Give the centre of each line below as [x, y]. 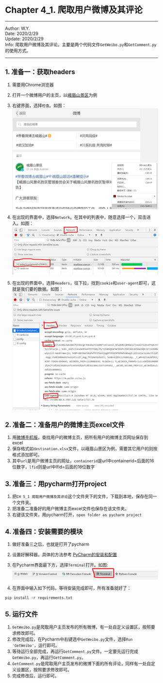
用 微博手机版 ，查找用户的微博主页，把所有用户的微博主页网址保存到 [80, 437]
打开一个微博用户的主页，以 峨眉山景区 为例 [55, 95]
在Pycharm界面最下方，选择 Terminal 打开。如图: [60, 565]
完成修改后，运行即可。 [35, 676]
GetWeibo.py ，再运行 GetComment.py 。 [49, 657]
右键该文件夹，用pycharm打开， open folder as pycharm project [77, 515]
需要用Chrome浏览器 [33, 85]
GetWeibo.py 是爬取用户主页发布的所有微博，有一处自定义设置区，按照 [81, 627]
